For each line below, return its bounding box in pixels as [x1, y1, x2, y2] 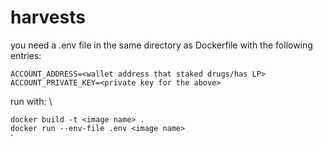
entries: [10, 49, 42, 61]
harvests [10, 6, 86, 29]
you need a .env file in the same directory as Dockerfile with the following [10, 39, 313, 51]
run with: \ [10, 95, 53, 107]
